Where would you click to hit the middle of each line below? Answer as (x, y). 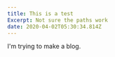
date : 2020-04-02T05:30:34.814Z (54, 26)
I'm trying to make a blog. (44, 47)
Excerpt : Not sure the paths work (58, 20)
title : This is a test (40, 14)
